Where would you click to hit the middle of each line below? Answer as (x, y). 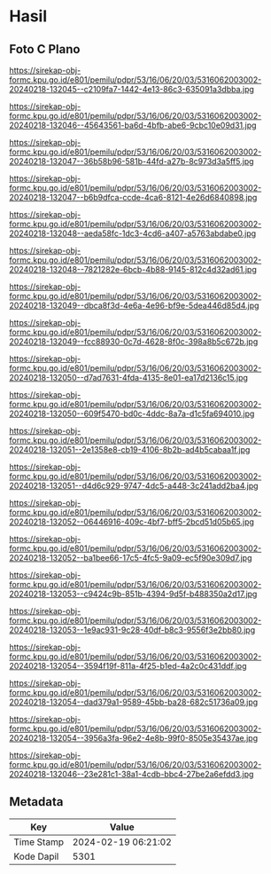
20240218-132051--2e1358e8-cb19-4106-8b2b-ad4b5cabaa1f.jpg (130, 449)
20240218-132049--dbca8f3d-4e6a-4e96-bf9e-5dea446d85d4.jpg (134, 305)
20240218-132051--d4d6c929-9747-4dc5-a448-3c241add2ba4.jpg (134, 486)
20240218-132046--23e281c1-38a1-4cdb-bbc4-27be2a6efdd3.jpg (132, 774)
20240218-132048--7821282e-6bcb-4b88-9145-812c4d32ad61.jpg (133, 269)
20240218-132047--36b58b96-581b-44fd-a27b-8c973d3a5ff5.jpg (132, 161)
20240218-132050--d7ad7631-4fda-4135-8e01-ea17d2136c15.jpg (128, 378)
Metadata (36, 802)
